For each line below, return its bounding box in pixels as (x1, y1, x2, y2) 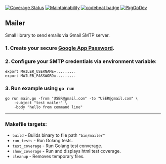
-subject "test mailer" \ (14, 101, 68, 106)
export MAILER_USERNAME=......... (5, 69, 77, 74)
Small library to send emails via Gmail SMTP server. (5, 32, 110, 38)
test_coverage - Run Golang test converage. (12, 143, 103, 149)
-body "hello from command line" (14, 105, 83, 110)
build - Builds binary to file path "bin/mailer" (12, 132, 105, 138)
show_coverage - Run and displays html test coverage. (12, 148, 121, 154)
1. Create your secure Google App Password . (5, 45, 115, 52)
